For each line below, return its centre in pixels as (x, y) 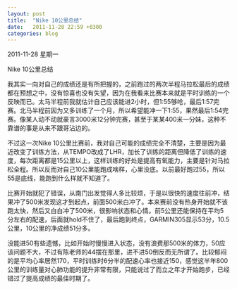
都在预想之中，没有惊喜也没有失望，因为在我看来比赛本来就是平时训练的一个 (119, 93)
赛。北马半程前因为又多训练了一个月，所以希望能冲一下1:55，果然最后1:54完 (118, 110)
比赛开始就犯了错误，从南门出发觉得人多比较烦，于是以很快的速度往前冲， (115, 193)
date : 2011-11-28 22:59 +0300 (55, 27)
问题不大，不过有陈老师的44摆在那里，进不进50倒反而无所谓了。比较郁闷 (120, 252)
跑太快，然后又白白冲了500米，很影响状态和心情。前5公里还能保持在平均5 (116, 211)
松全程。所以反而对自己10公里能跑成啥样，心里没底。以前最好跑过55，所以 (116, 169)
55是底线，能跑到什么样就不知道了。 (61, 178)
